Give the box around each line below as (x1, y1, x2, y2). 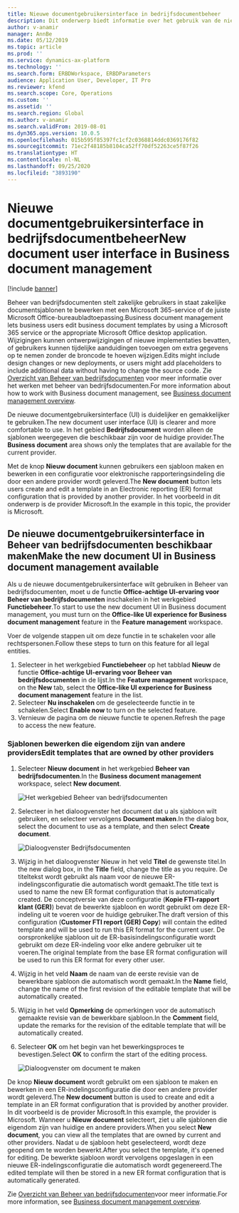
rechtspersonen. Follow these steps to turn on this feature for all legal (7, 639, 210, 648)
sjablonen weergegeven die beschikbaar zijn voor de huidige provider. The (7, 432, 225, 442)
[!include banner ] (7, 284, 58, 293)
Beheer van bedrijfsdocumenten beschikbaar (7, 538, 213, 551)
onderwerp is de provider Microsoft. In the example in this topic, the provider (7, 499, 231, 508)
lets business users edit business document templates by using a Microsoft (7, 321, 228, 329)
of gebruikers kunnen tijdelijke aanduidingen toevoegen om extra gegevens (7, 343, 229, 352)
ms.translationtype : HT (7, 150, 78, 157)
